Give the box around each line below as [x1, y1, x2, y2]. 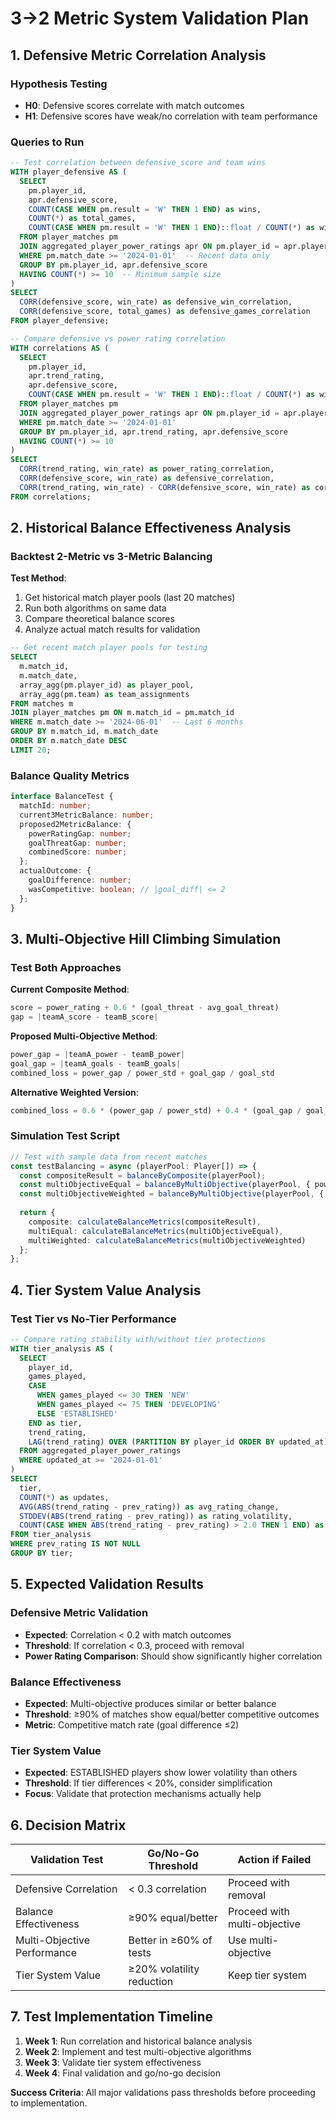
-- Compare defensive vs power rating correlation [10, 333, 226, 344]
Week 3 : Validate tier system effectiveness [24, 2056, 202, 2068]
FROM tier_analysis [10, 1530, 92, 1540]
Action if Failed [237, 1853, 312, 1867]
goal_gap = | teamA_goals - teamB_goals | [10, 1058, 182, 1069]
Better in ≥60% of [128, 1933, 213, 1947]
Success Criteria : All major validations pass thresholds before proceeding [10, 2086, 316, 2098]
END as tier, [28, 1418, 83, 1428]
